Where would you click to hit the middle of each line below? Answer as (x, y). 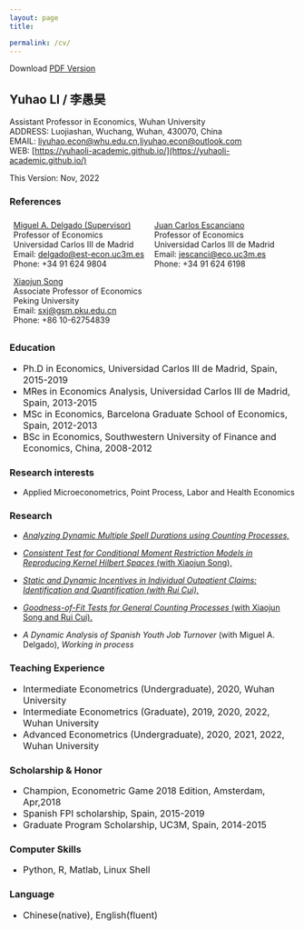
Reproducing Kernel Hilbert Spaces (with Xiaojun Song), (127, 563)
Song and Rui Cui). (58, 617)
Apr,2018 (42, 802)
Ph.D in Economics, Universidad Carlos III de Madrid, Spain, (150, 368)
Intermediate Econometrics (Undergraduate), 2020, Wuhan (148, 689)
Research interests (52, 472)
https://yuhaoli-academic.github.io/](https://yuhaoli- (132, 151)
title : (22, 26)
